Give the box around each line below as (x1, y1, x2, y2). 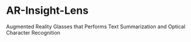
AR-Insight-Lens (6, 4, 89, 17)
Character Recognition (6, 29, 60, 36)
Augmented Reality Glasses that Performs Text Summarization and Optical (6, 23, 186, 30)
